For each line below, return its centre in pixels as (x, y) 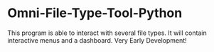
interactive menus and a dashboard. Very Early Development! (97, 40)
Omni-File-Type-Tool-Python (95, 13)
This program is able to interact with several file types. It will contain (107, 33)
